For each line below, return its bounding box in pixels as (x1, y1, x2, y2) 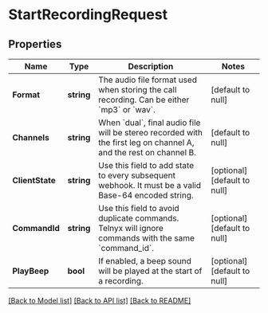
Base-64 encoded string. (98, 190, 194, 201)
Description (128, 61, 174, 72)
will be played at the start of (98, 265, 203, 276)
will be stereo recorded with (98, 127, 203, 138)
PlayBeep (12, 265, 49, 276)
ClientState (12, 175, 56, 186)
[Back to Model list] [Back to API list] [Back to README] (8, 296, 191, 305)
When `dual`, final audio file (98, 117, 201, 128)
